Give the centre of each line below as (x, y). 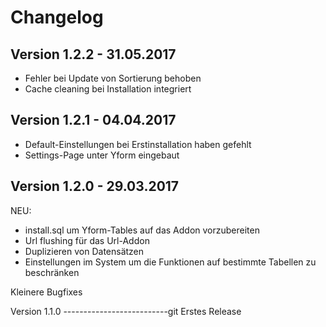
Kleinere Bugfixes (46, 292)
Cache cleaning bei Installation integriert (108, 89)
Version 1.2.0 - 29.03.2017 (95, 186)
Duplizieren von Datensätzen (84, 251)
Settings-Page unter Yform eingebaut (102, 155)
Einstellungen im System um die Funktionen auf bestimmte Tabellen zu (170, 262)
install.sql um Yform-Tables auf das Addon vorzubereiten (142, 230)
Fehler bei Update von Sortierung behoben (113, 78)
